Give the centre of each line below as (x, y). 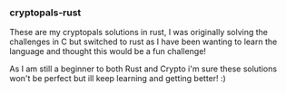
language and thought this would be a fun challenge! (108, 51)
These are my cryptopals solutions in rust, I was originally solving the (139, 33)
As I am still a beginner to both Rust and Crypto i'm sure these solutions (143, 69)
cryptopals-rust (45, 13)
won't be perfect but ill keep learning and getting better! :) (118, 79)
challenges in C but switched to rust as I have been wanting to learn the (143, 42)
